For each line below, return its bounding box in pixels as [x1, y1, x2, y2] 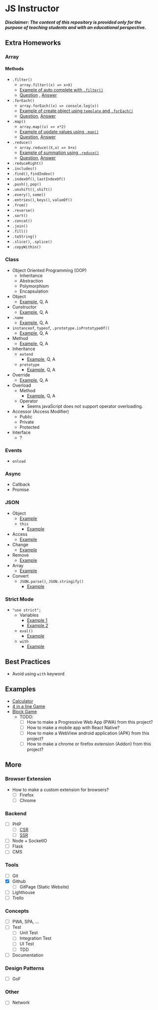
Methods [5, 65, 24, 71]
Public [19, 414, 33, 420]
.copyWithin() [12, 245, 41, 250]
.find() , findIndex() [12, 171, 55, 177]
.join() [12, 224, 28, 229]
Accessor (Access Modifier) [12, 408, 69, 414]
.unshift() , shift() [12, 186, 53, 192]
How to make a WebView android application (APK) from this [26, 730, 150, 736]
